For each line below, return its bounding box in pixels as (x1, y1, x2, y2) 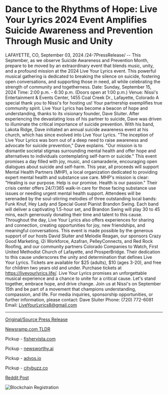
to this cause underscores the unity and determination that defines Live (5, 254, 152, 260)
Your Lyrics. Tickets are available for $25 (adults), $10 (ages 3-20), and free (5, 259, 161, 265)
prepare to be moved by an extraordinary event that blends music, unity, (5, 63, 154, 69)
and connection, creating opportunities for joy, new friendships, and (5, 222, 145, 228)
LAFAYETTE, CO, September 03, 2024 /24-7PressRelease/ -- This (5, 52, 141, 58)
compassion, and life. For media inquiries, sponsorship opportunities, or (5, 291, 153, 297)
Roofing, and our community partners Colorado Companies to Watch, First (5, 243, 158, 249)
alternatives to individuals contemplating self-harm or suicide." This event (5, 153, 157, 159)
